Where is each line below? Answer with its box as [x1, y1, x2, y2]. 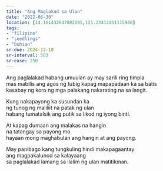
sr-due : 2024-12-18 [6, 47, 54, 53]
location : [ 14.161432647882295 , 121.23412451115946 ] [6, 19, 135, 25]
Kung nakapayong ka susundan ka [6, 98, 90, 105]
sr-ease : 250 [6, 58, 38, 63]
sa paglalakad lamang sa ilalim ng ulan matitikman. [6, 158, 129, 165]
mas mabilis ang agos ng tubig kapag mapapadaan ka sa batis [6, 80, 157, 87]
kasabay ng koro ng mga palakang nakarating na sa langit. [6, 86, 148, 93]
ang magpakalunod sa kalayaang [6, 152, 87, 159]
